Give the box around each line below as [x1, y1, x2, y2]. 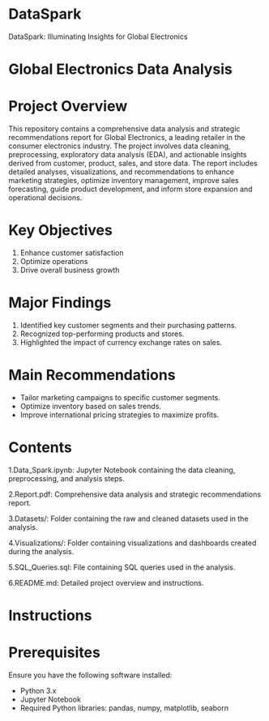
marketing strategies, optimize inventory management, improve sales [8, 176, 239, 186]
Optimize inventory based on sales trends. [19, 401, 162, 411]
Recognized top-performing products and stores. [19, 329, 185, 339]
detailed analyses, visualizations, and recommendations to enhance [8, 167, 235, 177]
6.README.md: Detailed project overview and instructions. [8, 578, 204, 587]
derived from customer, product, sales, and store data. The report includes [8, 159, 258, 169]
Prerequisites [8, 643, 101, 662]
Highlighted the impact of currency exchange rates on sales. [19, 337, 223, 347]
